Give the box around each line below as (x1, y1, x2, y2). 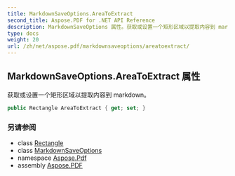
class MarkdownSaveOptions (17, 146, 102, 154)
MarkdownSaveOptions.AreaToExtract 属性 (7, 71, 201, 83)
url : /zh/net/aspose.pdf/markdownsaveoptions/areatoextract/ (7, 43, 190, 50)
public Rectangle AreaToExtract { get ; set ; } (7, 104, 146, 111)
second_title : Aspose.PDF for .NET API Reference (7, 17, 156, 24)
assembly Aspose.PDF (17, 161, 83, 169)
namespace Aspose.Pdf (17, 154, 87, 162)
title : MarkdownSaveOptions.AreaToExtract (7, 10, 133, 18)
